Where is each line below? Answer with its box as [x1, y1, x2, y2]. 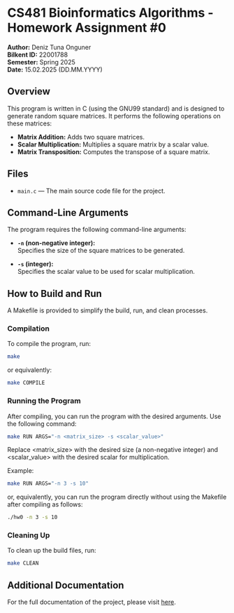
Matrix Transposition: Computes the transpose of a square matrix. [17, 147, 210, 156]
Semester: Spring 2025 [7, 57, 75, 66]
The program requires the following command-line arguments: [7, 226, 187, 234]
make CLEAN [7, 560, 39, 567]
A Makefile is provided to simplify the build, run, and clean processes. [7, 306, 208, 315]
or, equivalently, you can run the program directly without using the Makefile [7, 493, 227, 502]
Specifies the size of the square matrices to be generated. [17, 247, 185, 255]
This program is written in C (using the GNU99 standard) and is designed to [7, 104, 225, 113]
